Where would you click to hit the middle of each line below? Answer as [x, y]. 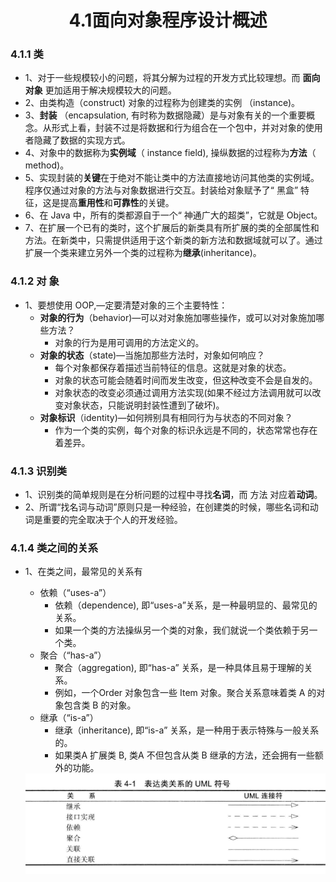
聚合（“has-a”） [73, 655]
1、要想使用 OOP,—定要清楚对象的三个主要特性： [126, 305]
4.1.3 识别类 [39, 471]
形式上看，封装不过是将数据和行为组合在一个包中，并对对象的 [178, 128]
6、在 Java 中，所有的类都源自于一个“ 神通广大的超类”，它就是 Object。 [173, 215]
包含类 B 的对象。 [100, 705]
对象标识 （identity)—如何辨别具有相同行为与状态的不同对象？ [166, 417]
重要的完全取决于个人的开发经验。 [112, 520]
